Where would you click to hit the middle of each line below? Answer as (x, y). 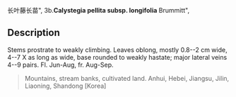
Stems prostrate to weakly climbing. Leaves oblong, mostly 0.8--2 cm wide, (117, 50)
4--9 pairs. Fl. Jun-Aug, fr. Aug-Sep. (61, 65)
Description (34, 33)
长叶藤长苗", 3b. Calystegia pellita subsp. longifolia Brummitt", (98, 10)
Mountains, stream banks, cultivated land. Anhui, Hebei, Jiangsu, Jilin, (127, 78)
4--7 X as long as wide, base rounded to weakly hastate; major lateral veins (117, 57)
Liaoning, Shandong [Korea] (65, 86)
